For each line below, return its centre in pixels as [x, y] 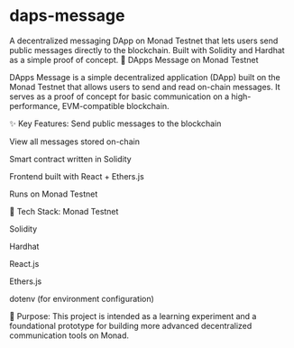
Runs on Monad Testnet [54, 194]
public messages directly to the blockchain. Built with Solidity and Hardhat [147, 50]
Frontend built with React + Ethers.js [77, 176]
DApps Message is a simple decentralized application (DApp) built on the [145, 77]
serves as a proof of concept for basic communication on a [119, 96]
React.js [24, 263]
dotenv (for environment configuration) [82, 298]
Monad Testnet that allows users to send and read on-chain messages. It [145, 87]
